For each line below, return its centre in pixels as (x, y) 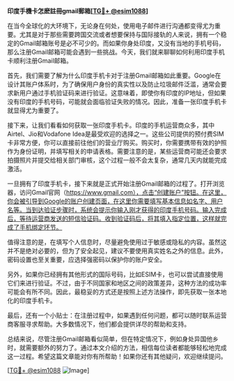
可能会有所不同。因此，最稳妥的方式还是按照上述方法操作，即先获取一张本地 (117, 292)
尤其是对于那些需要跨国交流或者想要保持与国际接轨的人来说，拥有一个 (120, 35)
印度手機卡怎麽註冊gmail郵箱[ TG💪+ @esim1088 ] (78, 11)
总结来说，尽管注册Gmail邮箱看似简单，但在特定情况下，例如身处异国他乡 (113, 339)
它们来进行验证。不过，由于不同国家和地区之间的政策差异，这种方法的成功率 (117, 283)
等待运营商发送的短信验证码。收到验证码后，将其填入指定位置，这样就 (120, 218)
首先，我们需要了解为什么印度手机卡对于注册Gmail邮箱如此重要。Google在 (114, 75)
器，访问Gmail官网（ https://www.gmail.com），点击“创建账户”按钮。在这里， (117, 192)
